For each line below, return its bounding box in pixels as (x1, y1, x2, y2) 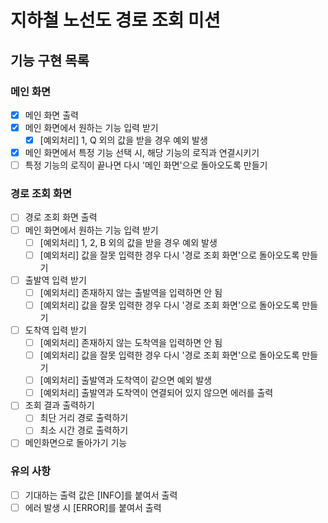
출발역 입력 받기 (24, 274, 87, 286)
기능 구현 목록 (10, 52, 90, 69)
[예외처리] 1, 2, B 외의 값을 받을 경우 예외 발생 (39, 236, 218, 248)
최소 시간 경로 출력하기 (39, 424, 129, 436)
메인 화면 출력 (24, 109, 79, 121)
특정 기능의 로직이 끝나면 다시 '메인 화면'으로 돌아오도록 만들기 (24, 159, 268, 171)
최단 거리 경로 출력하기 (39, 412, 129, 424)
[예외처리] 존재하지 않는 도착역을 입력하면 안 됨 (39, 336, 223, 348)
